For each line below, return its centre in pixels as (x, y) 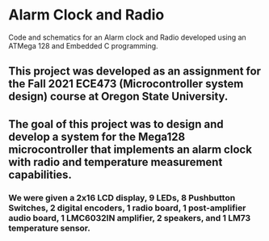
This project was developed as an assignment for (134, 72)
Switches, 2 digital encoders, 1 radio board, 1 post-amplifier (127, 208)
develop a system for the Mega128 (97, 136)
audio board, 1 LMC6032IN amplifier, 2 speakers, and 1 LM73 (130, 218)
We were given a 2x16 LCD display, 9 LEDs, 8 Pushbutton (122, 197)
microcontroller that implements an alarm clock (130, 149)
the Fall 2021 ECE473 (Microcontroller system (126, 84)
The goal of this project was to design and (116, 124)
